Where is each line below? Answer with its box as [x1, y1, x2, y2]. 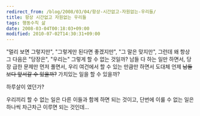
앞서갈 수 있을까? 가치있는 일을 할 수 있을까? [17, 71, 120, 78]
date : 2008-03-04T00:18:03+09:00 [6, 25, 90, 32]
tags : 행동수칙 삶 [6, 20, 46, 26]
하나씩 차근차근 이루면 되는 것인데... [6, 103, 90, 111]
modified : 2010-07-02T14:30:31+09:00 [6, 31, 101, 37]
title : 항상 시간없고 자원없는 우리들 [6, 14, 87, 20]
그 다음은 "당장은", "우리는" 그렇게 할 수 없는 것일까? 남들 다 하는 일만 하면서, [6, 56, 186, 63]
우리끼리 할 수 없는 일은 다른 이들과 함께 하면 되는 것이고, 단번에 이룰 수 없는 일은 [6, 96, 195, 103]
